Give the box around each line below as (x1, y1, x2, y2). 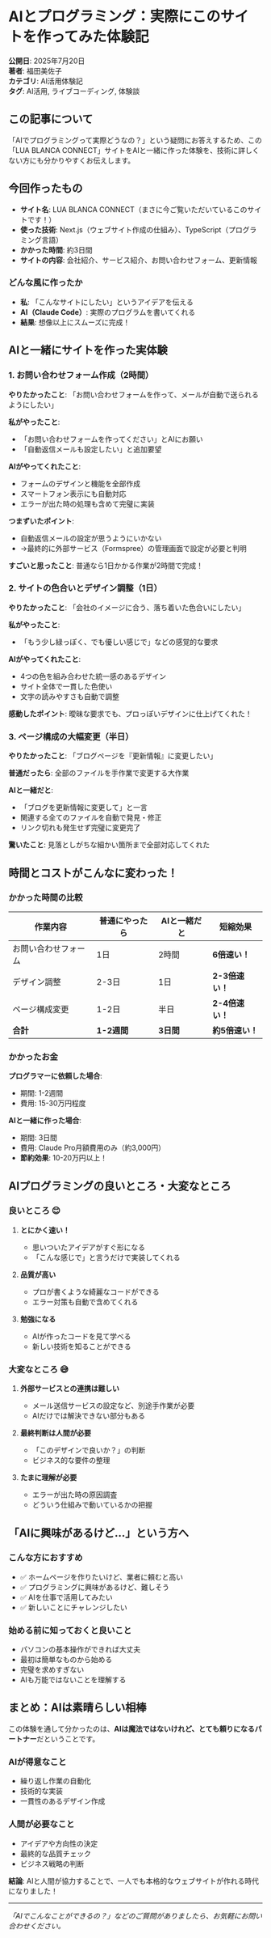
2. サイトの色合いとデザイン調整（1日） (8, 583, 163, 594)
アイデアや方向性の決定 (19, 1838, 98, 1848)
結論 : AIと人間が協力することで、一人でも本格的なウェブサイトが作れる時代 (8, 1876, 260, 1885)
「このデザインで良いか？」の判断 (31, 1445, 146, 1455)
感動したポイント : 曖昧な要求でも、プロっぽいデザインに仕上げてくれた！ (8, 709, 252, 719)
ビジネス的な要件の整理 (31, 1456, 110, 1465)
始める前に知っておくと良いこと (8, 1624, 132, 1635)
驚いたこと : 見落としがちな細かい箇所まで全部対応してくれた (8, 840, 211, 850)
